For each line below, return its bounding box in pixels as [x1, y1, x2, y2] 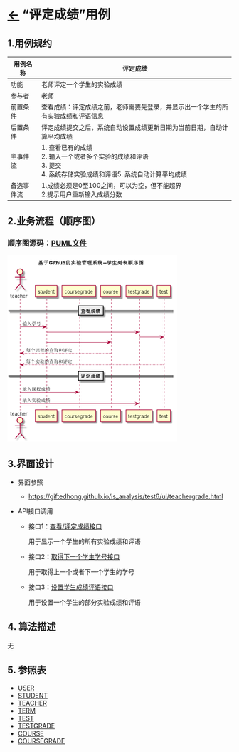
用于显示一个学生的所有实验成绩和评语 [28, 537, 141, 546]
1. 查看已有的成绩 [41, 143, 92, 151]
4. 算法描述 [7, 621, 56, 633]
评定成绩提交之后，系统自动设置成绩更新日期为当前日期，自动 [41, 123, 223, 131]
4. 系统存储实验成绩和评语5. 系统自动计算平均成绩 [41, 169, 187, 179]
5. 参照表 [7, 664, 46, 676]
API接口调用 [17, 507, 53, 515]
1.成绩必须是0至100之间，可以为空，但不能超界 [41, 181, 182, 189]
